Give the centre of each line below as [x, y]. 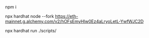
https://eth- [67, 16]
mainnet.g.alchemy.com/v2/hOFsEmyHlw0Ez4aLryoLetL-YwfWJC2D [74, 21]
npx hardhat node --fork [30, 16]
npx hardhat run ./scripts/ [31, 31]
